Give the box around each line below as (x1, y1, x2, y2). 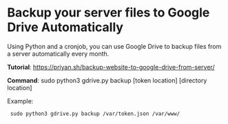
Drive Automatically (7, 19, 124, 35)
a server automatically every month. (7, 50, 110, 58)
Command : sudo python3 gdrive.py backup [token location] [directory (7, 76, 207, 84)
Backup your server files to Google (7, 5, 210, 21)
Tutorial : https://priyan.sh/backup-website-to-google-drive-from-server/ (7, 63, 215, 71)
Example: (7, 96, 34, 105)
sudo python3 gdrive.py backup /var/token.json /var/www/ (10, 110, 180, 117)
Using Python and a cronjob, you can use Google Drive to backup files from (7, 42, 222, 50)
